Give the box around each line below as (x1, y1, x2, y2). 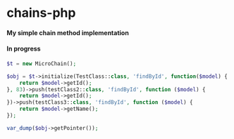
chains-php (6, 5, 76, 21)
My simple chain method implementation (6, 28, 130, 37)
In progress (6, 44, 41, 53)
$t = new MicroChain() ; (6, 60, 77, 67)
